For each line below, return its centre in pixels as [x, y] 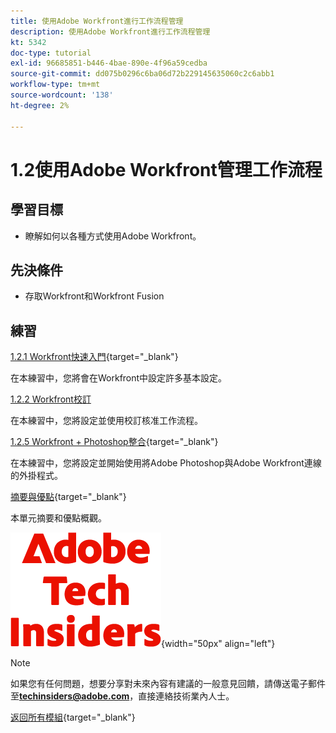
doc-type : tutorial [51, 53]
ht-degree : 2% [40, 105]
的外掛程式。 [36, 476]
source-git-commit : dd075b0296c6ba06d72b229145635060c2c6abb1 [142, 74]
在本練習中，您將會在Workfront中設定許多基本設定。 [119, 378]
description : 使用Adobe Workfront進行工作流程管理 [110, 31]
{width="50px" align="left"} [218, 644]
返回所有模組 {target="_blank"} [73, 717]
